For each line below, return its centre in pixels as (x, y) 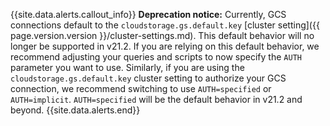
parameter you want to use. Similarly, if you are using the (127, 67)
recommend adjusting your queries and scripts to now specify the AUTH (156, 57)
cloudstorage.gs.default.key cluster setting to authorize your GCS (148, 78)
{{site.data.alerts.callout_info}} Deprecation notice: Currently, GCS (148, 14)
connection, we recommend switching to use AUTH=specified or (141, 88)
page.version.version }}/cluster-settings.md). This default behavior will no (162, 35)
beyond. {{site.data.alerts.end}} (75, 110)
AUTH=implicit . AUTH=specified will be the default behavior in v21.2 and (156, 99)
